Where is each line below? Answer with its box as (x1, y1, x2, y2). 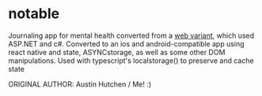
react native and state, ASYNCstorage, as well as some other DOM (8, 47, 226, 57)
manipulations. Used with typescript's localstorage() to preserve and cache (8, 56, 255, 65)
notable (8, 5, 60, 23)
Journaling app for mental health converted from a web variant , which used (8, 31, 255, 40)
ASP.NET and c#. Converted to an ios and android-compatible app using (8, 39, 245, 48)
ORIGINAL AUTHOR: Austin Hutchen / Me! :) (8, 79, 152, 89)
